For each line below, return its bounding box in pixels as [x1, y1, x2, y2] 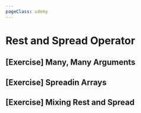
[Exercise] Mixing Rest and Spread [5, 97, 135, 107]
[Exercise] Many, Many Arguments [5, 57, 136, 68]
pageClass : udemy [5, 8, 48, 15]
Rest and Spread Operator [5, 34, 136, 47]
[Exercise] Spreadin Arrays [5, 77, 107, 87]
